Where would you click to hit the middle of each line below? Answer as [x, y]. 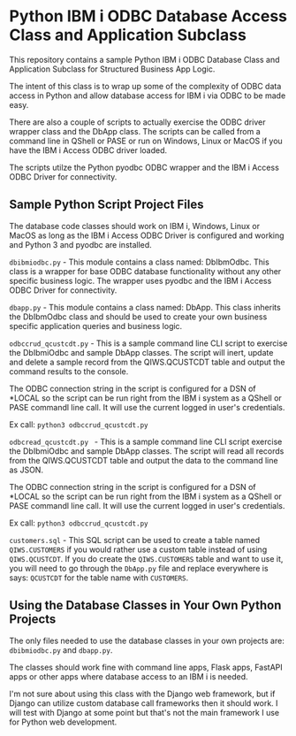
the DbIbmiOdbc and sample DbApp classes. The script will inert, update [141, 352]
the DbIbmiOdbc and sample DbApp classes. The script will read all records [147, 451]
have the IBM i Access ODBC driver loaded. [88, 150]
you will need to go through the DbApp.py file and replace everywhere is [139, 568]
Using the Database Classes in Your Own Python [145, 606]
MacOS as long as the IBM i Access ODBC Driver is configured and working [147, 235]
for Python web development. [63, 722]
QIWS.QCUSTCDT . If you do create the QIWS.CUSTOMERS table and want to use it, [146, 558]
